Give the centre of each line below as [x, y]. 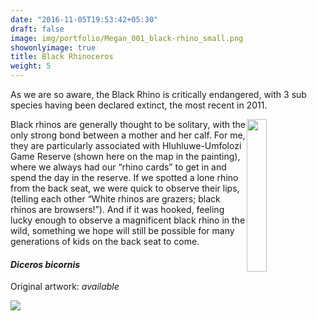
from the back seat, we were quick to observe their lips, [125, 188]
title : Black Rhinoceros [62, 57]
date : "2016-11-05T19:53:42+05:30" [84, 19]
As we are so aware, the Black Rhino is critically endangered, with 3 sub [158, 94]
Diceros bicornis [45, 264]
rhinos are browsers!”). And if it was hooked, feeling [117, 209]
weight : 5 [31, 66]
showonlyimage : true [53, 47]
